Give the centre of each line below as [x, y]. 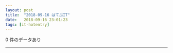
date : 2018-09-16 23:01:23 [37, 20]
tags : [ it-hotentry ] [28, 24]
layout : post [19, 10]
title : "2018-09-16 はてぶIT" [38, 15]
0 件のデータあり [23, 40]
